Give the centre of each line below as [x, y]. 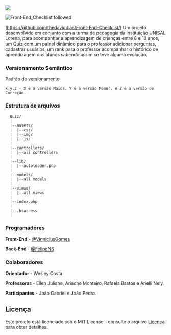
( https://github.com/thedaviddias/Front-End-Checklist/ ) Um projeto [76, 27]
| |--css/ [21, 130]
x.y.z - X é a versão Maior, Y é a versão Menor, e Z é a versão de [80, 89]
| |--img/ [21, 134]
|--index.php [24, 202]
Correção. [16, 93]
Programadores [25, 228]
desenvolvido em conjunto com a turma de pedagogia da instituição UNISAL [86, 33]
